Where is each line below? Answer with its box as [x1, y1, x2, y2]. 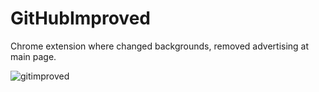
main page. [10, 50, 57, 62]
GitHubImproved [10, 7, 151, 30]
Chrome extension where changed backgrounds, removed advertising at [10, 40, 310, 52]
